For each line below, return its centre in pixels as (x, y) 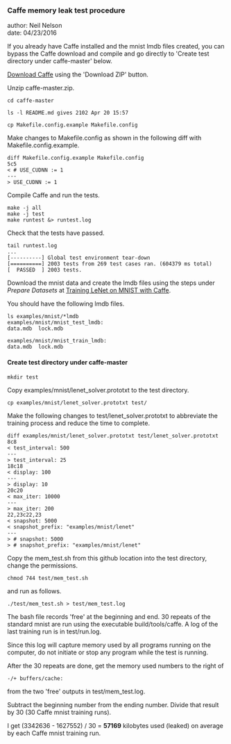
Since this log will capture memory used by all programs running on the (109, 645)
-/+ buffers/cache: (35, 678)
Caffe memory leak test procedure (66, 10)
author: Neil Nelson (35, 26)
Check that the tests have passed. (56, 233)
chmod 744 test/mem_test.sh (48, 578)
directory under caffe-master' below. (60, 61)
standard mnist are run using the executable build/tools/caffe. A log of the (113, 624)
